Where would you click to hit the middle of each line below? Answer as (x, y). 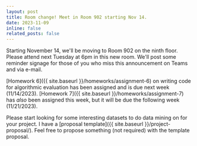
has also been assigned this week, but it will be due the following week (93, 100)
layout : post (22, 12)
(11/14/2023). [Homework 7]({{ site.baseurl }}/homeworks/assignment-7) (95, 94)
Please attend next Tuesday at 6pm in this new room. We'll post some (91, 57)
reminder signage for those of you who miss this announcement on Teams (97, 64)
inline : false (24, 28)
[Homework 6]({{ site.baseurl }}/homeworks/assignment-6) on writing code (99, 81)
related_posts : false (33, 34)
